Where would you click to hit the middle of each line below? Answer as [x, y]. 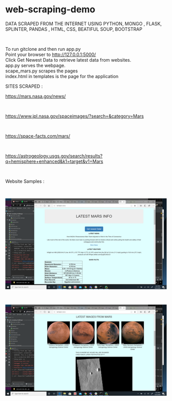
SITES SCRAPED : [24, 86]
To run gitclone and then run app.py [43, 49]
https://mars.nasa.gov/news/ [36, 96]
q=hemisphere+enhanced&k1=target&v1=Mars [54, 161]
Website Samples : [25, 181]
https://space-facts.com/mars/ [38, 136]
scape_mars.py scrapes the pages [42, 71]
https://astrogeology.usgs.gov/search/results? [54, 156]
